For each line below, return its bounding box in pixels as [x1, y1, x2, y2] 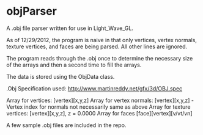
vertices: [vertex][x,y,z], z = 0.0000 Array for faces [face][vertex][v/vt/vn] [6, 109, 193, 117]
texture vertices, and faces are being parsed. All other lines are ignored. [6, 43, 188, 50]
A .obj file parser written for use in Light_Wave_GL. [6, 24, 133, 32]
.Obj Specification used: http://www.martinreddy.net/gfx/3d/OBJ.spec [6, 84, 183, 92]
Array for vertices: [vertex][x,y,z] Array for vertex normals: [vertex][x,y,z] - [6, 97, 194, 104]
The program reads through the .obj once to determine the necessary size [6, 54, 193, 62]
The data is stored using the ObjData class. [6, 73, 115, 80]
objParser [6, 4, 57, 18]
